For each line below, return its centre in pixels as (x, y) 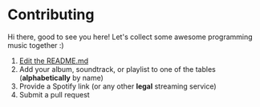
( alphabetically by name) (61, 77)
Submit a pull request (54, 94)
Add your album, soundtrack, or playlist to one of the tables (117, 69)
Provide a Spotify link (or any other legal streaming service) (118, 86)
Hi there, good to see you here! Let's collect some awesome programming (130, 37)
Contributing (51, 15)
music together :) (36, 45)
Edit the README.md (54, 61)
